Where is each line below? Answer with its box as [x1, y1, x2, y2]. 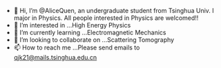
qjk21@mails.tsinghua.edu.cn [13, 54, 97, 61]
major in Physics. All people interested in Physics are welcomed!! [13, 14, 199, 22]
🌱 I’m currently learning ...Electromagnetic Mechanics [13, 28, 166, 36]
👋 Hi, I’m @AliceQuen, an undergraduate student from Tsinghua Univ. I [13, 7, 214, 14]
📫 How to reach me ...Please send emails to [13, 43, 140, 52]
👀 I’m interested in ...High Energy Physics [13, 21, 131, 29]
